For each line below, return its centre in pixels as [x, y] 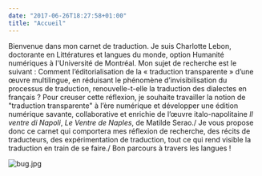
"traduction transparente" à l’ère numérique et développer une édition [123, 106]
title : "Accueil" [37, 23]
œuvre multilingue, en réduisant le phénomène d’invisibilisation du [118, 80]
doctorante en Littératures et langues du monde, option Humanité [116, 54]
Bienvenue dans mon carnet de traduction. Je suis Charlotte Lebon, [120, 46]
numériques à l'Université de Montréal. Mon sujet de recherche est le [123, 63]
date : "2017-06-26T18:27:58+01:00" [68, 16]
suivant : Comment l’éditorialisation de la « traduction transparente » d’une [131, 71]
